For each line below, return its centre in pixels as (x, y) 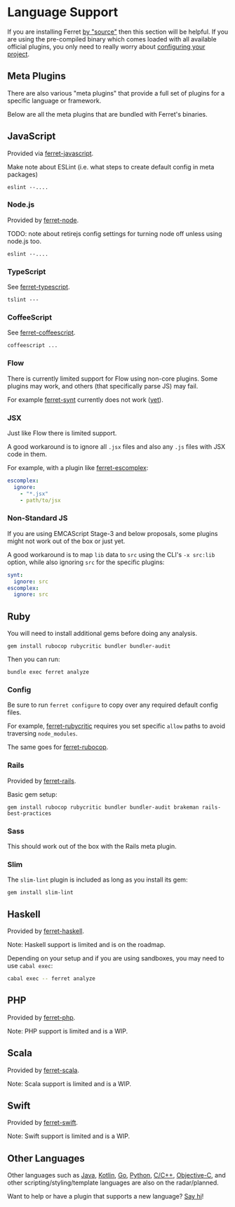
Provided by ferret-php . (41, 1017)
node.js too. (25, 241)
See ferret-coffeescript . (41, 333)
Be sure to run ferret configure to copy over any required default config (113, 705)
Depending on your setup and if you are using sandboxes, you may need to (116, 958)
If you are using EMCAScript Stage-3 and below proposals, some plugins (113, 533)
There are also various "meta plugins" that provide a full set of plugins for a (116, 93)
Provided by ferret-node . (43, 220)
